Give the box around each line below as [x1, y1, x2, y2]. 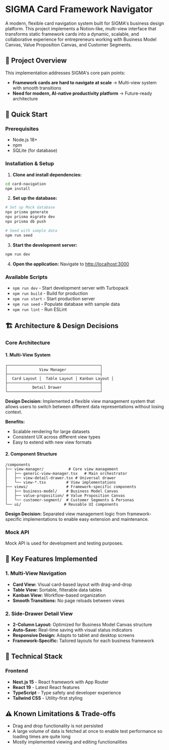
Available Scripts [5, 274, 48, 281]
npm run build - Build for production [12, 290, 88, 296]
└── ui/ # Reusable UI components [5, 502, 119, 507]
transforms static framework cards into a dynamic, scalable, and [5, 31, 139, 37]
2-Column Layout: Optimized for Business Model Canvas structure [12, 621, 152, 627]
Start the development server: [12, 242, 78, 248]
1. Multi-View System [5, 352, 51, 358]
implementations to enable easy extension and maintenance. [23, 516, 149, 522]
